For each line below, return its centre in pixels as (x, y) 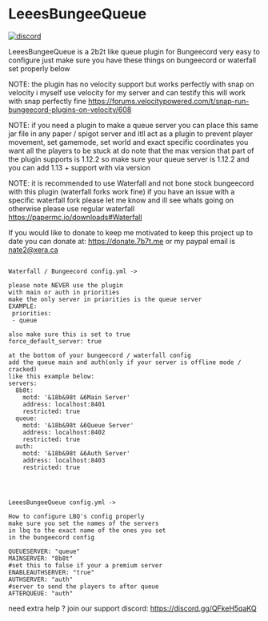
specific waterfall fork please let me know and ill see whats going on (121, 200)
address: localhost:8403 (64, 460)
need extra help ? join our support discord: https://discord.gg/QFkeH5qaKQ (133, 608)
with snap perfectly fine (47, 101)
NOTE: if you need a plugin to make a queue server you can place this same (133, 125)
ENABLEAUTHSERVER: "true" (51, 572)
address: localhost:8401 (64, 404)
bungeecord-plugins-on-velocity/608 (70, 110)
